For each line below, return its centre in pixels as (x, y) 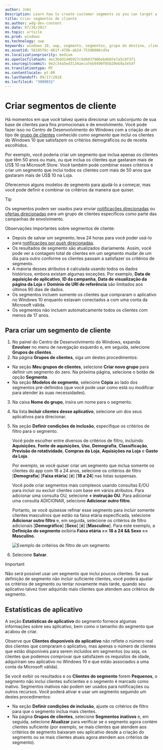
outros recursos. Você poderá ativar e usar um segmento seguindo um (76, 692)
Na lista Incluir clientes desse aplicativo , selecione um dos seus (77, 411)
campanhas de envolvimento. (34, 219)
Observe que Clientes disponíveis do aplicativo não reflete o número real (79, 641)
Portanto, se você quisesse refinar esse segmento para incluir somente (83, 510)
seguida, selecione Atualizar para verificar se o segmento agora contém (85, 722)
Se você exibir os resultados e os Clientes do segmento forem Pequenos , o (81, 676)
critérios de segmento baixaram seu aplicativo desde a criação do (78, 732)
